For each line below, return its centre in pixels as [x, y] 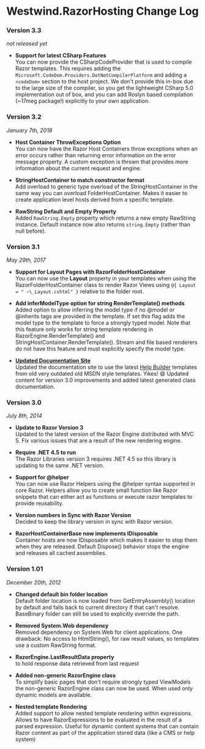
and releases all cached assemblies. [61, 553]
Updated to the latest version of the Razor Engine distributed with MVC [105, 434]
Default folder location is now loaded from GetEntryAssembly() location [105, 600]
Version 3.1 [23, 247]
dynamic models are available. [54, 695]
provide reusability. [39, 504]
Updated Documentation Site [53, 361]
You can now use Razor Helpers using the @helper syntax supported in [105, 484]
